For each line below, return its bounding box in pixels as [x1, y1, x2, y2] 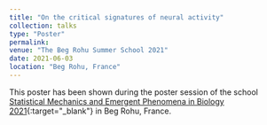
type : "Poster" [9, 29, 66, 38]
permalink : [9, 37, 50, 47]
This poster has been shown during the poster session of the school [9, 86, 259, 98]
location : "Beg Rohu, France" [9, 63, 122, 72]
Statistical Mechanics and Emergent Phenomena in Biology [9, 96, 224, 106]
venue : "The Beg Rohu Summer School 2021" [9, 46, 169, 55]
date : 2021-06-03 [9, 54, 74, 63]
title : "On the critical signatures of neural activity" [9, 12, 224, 22]
